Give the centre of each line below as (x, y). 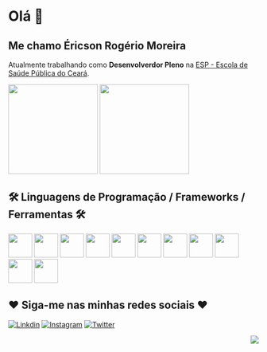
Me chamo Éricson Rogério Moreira (97, 46)
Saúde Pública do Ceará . (49, 73)
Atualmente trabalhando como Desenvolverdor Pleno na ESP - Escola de (128, 65)
